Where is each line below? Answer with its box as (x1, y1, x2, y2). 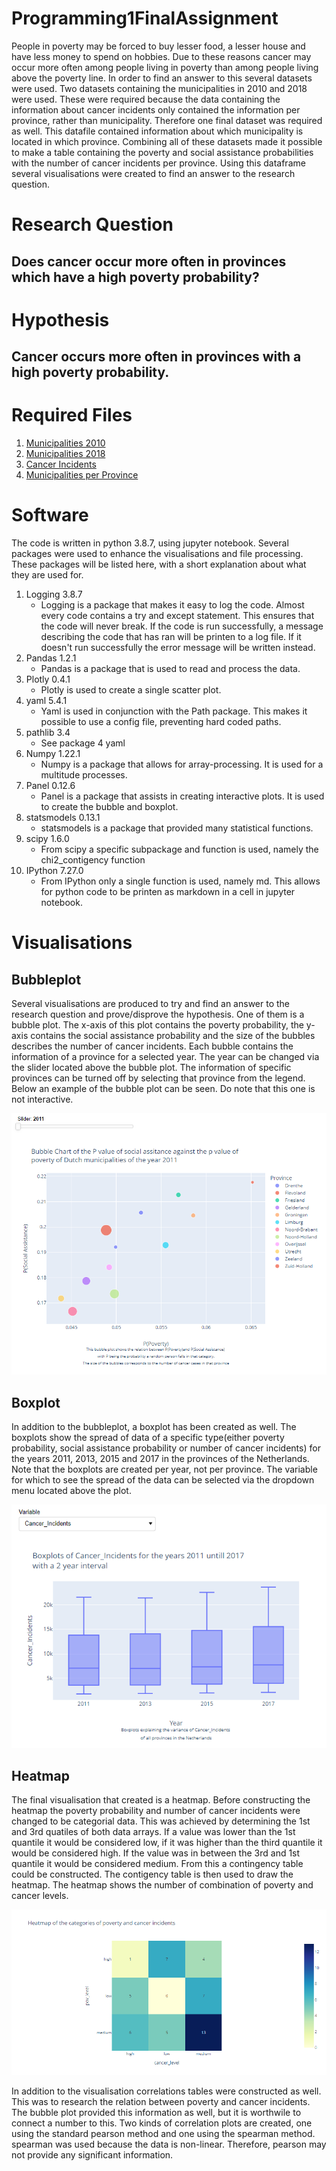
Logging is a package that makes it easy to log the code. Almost (40, 598, 305, 611)
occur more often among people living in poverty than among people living (11, 61, 319, 73)
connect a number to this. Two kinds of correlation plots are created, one (11, 2117, 313, 2129)
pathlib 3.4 (25, 726, 71, 738)
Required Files (11, 404, 133, 427)
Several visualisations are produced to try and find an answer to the (11, 997, 291, 1009)
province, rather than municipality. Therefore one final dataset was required (11, 114, 323, 126)
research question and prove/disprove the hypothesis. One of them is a (11, 1008, 305, 1020)
